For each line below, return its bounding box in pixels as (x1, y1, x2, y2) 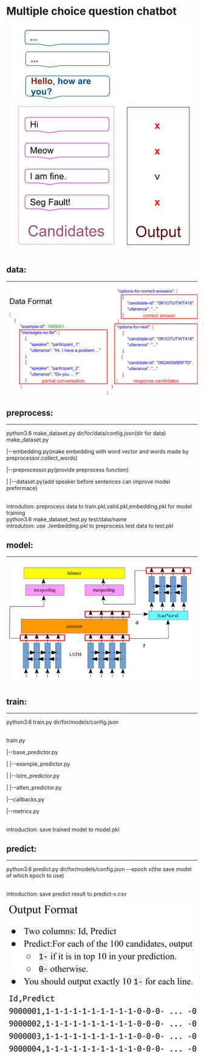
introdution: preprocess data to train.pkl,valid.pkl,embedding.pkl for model (6, 503, 192, 510)
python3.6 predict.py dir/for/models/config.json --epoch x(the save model (6, 866, 192, 873)
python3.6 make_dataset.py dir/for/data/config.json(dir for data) (6, 430, 166, 437)
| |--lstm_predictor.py (6, 772, 59, 780)
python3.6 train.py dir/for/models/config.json (6, 718, 119, 726)
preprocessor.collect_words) (6, 454, 78, 462)
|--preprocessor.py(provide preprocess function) (6, 466, 129, 474)
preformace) (6, 485, 38, 492)
